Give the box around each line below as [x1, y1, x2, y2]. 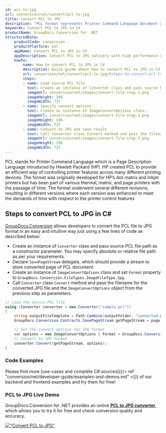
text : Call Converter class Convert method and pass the [27, 131, 147, 136]
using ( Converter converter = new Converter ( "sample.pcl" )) [5, 304, 132, 309]
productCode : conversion [14, 40, 65, 44]
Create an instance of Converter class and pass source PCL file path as [12, 243, 158, 249]
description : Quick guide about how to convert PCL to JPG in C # [23, 67, 161, 72]
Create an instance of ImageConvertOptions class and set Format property [12, 269, 161, 275]
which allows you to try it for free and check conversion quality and [5, 408, 142, 414]
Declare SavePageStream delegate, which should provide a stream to [12, 259, 150, 264]
